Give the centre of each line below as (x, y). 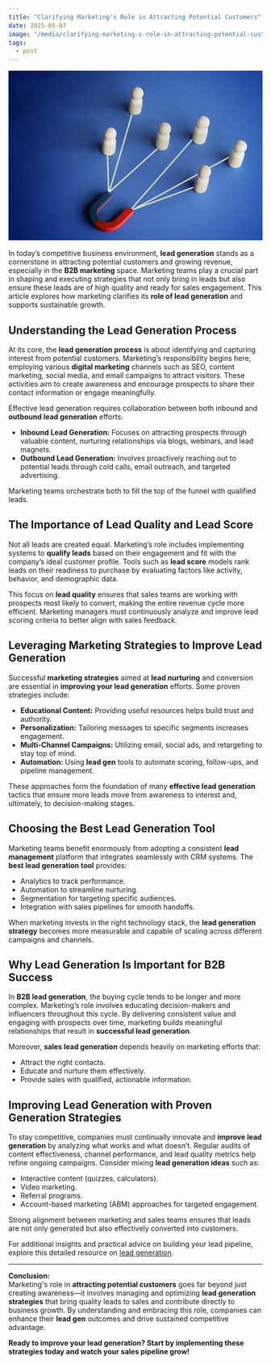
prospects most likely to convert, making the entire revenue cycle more (126, 602)
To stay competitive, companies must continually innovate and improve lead (135, 1137)
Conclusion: (29, 1276)
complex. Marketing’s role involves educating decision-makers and (119, 1005)
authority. (36, 719)
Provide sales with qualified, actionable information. (106, 1080)
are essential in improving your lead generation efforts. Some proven (124, 686)
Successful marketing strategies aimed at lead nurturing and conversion (131, 678)
